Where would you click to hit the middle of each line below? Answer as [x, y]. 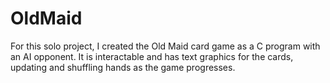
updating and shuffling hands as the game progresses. [123, 67]
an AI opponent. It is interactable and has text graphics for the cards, [152, 56]
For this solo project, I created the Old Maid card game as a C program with [165, 46]
